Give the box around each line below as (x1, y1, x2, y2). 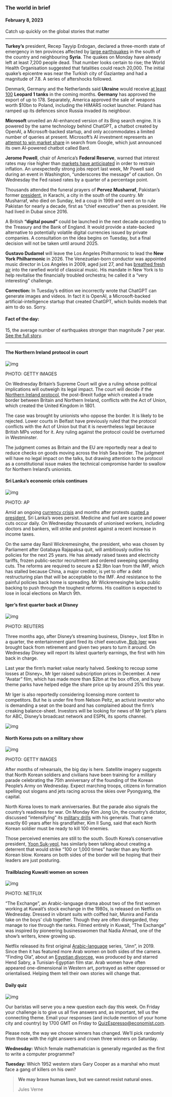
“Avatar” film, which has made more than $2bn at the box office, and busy (5, 675, 161, 682)
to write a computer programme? (5, 1051, 75, 1057)
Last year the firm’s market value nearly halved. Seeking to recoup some (5, 665, 158, 671)
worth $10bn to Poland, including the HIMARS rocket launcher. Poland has (5, 102, 161, 108)
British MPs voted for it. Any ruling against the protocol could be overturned (5, 429, 165, 435)
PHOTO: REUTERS (5, 623, 45, 629)
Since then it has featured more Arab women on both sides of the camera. (5, 948, 162, 955)
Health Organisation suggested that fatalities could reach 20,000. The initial (5, 65, 165, 71)
